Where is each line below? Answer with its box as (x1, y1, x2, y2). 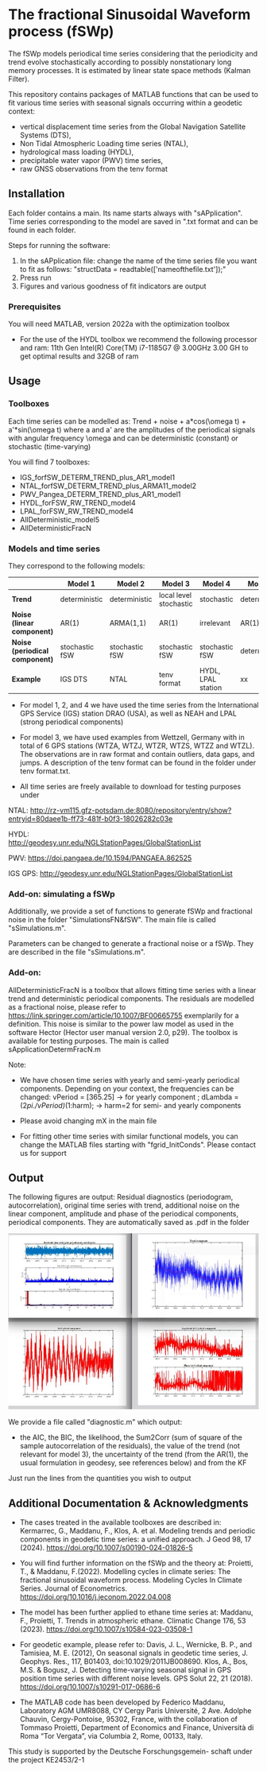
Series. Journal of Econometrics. (19, 1584, 128, 1593)
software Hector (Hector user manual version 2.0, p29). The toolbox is (8, 1027, 238, 1037)
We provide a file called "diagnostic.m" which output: (8, 1417, 183, 1427)
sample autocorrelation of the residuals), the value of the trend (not (19, 1441, 241, 1451)
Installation (8, 187, 65, 200)
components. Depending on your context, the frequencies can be (19, 1084, 234, 1093)
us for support (19, 1148, 68, 1157)
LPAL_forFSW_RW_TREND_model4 (19, 506, 133, 516)
